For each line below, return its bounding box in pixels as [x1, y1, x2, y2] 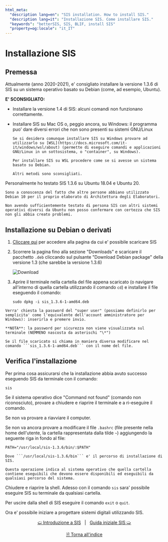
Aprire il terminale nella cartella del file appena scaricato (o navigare [12, 279, 154, 285]
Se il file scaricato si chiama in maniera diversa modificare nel [5, 339, 149, 344]
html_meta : [5, 7, 28, 13]
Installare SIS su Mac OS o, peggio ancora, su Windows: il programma [12, 121, 157, 127]
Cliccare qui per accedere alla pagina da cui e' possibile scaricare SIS [12, 239, 157, 245]
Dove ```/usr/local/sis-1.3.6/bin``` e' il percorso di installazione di [5, 453, 163, 458]
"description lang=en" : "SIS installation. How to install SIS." [10, 12, 149, 17]
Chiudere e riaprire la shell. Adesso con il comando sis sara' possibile [5, 484, 150, 491]
